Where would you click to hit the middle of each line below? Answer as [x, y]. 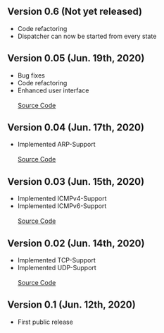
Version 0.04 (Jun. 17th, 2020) [76, 127]
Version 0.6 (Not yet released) [75, 12]
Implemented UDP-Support [57, 268]
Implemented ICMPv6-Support [62, 206]
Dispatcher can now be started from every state [87, 36]
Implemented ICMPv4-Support [62, 199]
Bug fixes [31, 75]
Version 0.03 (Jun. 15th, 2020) [76, 182]
